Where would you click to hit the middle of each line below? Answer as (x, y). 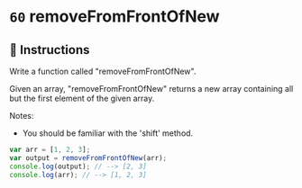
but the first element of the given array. (82, 98)
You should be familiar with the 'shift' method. (108, 133)
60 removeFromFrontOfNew (114, 17)
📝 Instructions (50, 50)
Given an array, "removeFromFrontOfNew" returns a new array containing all (151, 89)
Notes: (22, 116)
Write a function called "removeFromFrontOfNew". (103, 71)
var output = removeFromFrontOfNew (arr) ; (88, 158)
